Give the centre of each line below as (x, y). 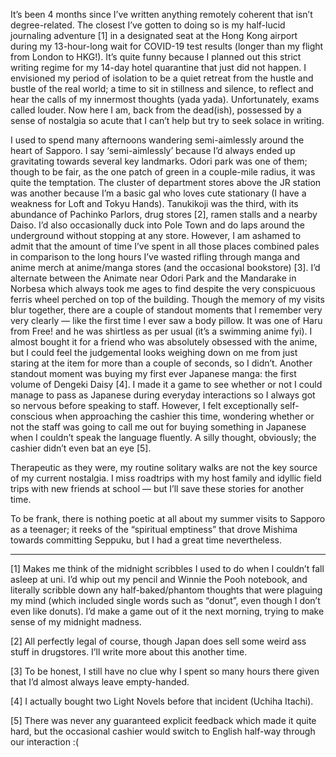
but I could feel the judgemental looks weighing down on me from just (154, 352)
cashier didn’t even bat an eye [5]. (81, 448)
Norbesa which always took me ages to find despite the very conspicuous (163, 288)
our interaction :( (44, 742)
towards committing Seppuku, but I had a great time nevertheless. (146, 540)
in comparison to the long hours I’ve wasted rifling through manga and (155, 257)
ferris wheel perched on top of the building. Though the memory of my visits (167, 299)
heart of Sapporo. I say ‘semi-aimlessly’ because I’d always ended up (153, 150)
